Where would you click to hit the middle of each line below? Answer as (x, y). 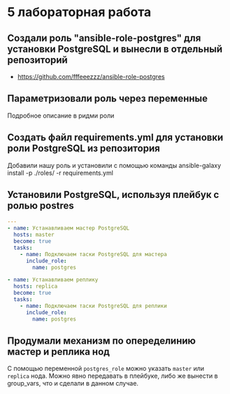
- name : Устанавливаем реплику (53, 280)
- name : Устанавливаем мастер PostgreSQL (69, 228)
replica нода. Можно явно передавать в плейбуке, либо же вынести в (113, 376)
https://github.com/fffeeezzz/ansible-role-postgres (91, 77)
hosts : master (34, 235)
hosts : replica (36, 287)
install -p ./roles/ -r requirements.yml (60, 173)
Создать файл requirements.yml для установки (115, 138)
